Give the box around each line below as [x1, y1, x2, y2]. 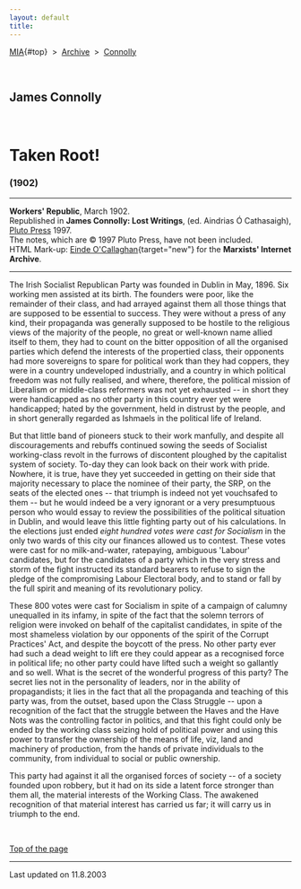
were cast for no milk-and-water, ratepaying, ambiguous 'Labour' [9, 544, 251, 555]
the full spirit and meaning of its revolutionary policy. [9, 583, 203, 594]
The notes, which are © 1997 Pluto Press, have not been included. [9, 234, 254, 245]
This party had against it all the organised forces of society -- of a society [9, 770, 282, 781]
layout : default [9, 13, 70, 22]
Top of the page [9, 843, 69, 854]
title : [9, 22, 34, 31]
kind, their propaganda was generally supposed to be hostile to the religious [9, 317, 290, 328]
